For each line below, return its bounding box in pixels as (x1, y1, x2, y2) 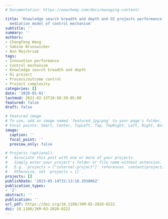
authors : (5, 35, 23, 40)
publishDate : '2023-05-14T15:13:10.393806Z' (5, 178, 99, 183)
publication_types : (5, 183, 46, 188)
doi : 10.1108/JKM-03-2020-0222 (5, 206, 70, 211)
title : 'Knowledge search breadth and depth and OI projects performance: (5, 16, 164, 21)
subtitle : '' (5, 25, 32, 30)
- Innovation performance (5, 58, 59, 63)
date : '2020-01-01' (5, 90, 46, 95)
